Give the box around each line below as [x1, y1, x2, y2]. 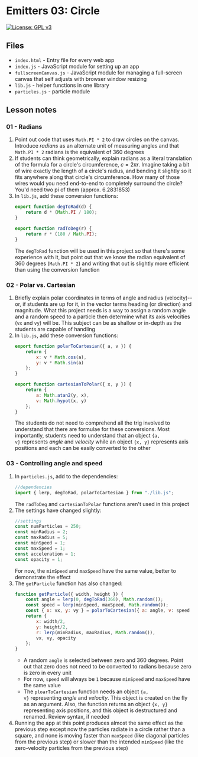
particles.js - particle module [14, 87, 90, 95]
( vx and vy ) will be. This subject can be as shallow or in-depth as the [14, 319, 181, 326]
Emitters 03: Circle [6, 4, 100, 18]
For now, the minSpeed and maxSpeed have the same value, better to [14, 567, 176, 574]
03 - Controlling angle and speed [6, 459, 103, 468]
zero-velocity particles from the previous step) [14, 745, 128, 752]
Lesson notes [6, 105, 57, 115]
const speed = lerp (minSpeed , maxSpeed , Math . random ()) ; [25, 602, 169, 608]
